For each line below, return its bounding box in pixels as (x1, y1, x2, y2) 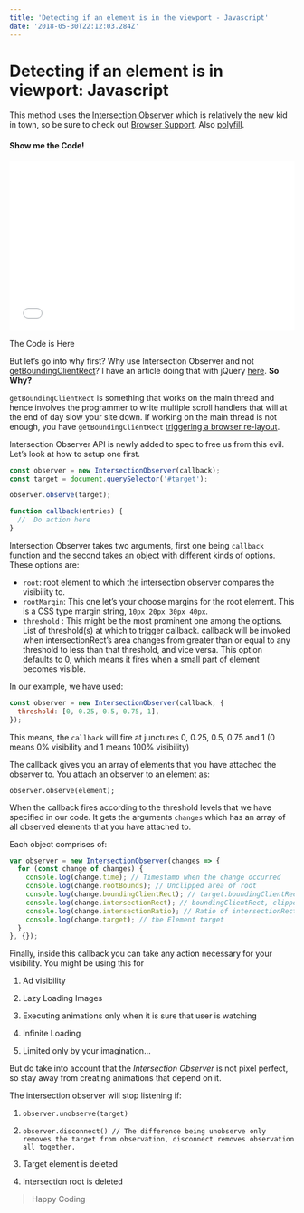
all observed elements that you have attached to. (9, 821, 192, 832)
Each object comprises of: (9, 838, 108, 849)
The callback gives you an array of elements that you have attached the (9, 759, 277, 769)
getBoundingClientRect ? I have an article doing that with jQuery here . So (9, 365, 280, 376)
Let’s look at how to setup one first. (9, 448, 140, 459)
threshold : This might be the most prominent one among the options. (22, 615, 283, 626)
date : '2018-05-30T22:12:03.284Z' (9, 22, 140, 31)
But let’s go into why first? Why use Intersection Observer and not (9, 355, 255, 367)
